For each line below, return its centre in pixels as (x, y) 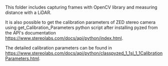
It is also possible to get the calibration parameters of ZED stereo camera (80, 22)
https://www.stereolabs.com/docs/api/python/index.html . (64, 38)
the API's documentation (30, 33)
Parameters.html (22, 58)
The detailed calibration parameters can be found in (59, 48)
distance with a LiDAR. (28, 12)
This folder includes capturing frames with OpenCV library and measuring (81, 7)
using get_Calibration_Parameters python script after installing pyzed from (81, 27)
